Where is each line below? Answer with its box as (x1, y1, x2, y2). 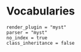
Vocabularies (6, 4, 75, 18)
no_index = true (6, 34, 48, 41)
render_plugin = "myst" (6, 24, 67, 30)
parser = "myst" (6, 29, 48, 36)
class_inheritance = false (6, 40, 75, 46)
